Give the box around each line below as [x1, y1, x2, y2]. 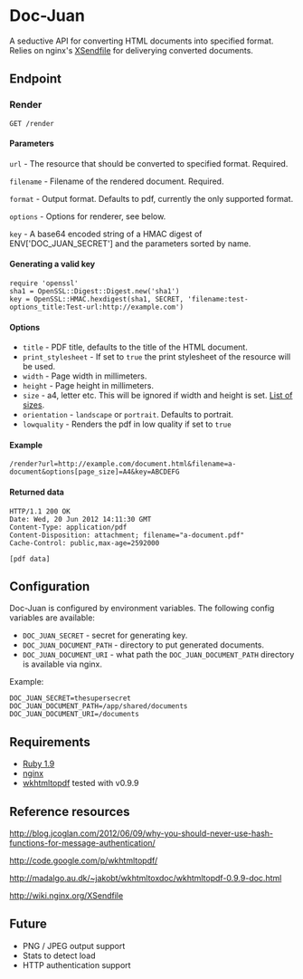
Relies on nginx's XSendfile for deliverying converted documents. [9, 44, 253, 55]
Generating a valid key [9, 259, 96, 270]
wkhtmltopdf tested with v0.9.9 [22, 778, 139, 789]
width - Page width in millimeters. [22, 370, 147, 381]
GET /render [9, 119, 54, 128]
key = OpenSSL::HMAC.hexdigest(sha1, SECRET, [9, 295, 184, 304]
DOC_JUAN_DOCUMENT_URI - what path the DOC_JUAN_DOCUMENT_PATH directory [22, 649, 295, 660]
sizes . [22, 399, 45, 410]
